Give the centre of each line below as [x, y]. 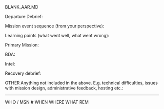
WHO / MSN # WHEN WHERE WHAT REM [47, 102]
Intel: [10, 64]
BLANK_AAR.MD [22, 7]
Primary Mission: [22, 45]
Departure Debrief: [24, 16]
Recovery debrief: [23, 73]
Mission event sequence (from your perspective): [55, 26]
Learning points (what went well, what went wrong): [57, 35]
